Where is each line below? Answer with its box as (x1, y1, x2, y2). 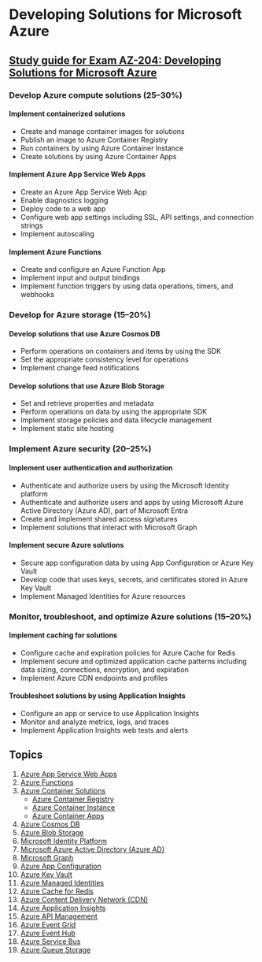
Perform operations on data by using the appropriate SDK (20, 407, 208, 417)
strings (20, 221, 43, 230)
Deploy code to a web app (20, 203, 106, 214)
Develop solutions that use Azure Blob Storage (9, 381, 164, 391)
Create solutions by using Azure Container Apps (20, 151, 177, 161)
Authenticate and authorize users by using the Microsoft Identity (20, 481, 230, 490)
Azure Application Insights (20, 903, 106, 912)
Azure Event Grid (20, 919, 76, 929)
